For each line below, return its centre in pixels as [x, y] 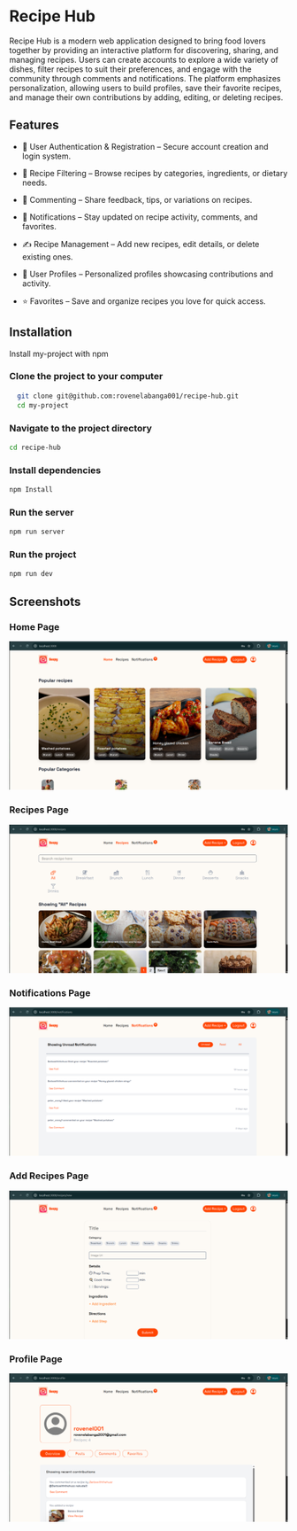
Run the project [43, 555]
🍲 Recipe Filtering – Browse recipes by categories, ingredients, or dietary [155, 173]
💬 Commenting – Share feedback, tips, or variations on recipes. [137, 199]
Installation [41, 333]
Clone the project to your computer [86, 377]
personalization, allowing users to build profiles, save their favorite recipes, [146, 88]
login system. [46, 156]
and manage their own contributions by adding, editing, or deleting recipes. [146, 97]
